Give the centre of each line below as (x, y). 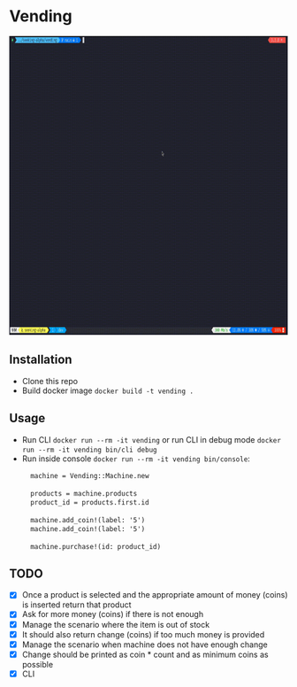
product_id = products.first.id (90, 502)
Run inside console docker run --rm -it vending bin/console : (136, 459)
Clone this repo (49, 381)
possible (38, 664)
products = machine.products (84, 493)
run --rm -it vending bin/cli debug (89, 450)
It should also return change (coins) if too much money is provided (143, 634)
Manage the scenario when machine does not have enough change (145, 645)
